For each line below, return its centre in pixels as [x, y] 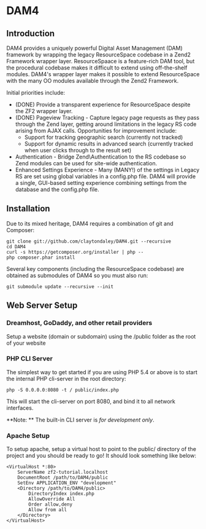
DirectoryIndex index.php [62, 494]
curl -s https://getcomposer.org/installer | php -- [75, 252]
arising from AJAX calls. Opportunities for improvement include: [96, 131]
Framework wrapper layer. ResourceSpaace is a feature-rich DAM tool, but [101, 61]
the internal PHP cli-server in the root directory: [66, 378]
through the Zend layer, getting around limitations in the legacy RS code [106, 124]
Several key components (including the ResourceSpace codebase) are [95, 268]
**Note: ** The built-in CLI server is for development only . [80, 420]
